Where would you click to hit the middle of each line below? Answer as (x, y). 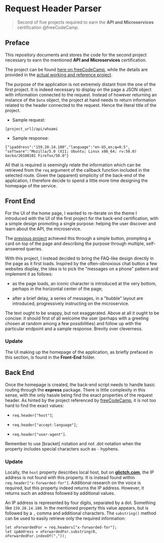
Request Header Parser (53, 9)
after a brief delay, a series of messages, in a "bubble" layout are (78, 298)
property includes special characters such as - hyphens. (62, 449)
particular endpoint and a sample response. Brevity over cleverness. (74, 329)
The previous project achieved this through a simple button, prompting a (78, 238)
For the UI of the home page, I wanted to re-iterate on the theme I (71, 213)
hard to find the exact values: (35, 405)
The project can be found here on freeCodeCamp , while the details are (76, 69)
